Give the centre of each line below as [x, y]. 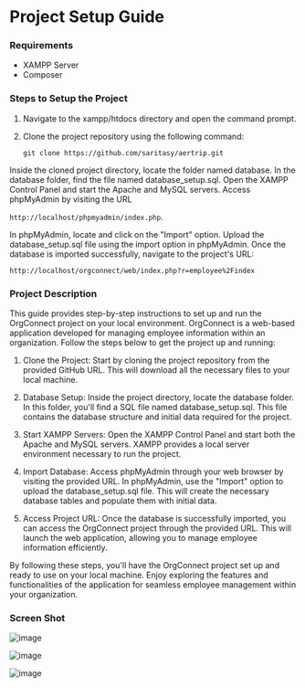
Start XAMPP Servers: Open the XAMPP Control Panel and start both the [159, 435]
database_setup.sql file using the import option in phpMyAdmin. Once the [147, 244]
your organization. [44, 595]
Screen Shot [37, 618]
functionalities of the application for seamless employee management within [153, 585]
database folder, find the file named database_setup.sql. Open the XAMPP [149, 179]
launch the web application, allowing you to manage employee [140, 538]
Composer [42, 75]
